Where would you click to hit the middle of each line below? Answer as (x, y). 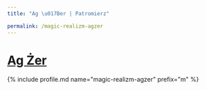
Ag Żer (27, 60)
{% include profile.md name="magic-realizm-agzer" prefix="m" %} (103, 80)
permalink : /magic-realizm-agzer (55, 26)
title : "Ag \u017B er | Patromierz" (58, 13)
